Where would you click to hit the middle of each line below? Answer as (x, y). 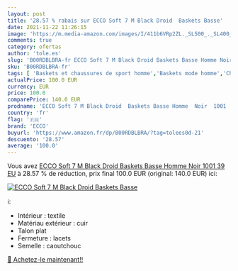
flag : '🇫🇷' (25, 119)
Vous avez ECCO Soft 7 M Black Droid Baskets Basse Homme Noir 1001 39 (116, 166)
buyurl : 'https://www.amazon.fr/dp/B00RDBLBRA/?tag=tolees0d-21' (106, 133)
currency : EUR (28, 87)
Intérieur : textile (41, 216)
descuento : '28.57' (36, 139)
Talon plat (32, 231)
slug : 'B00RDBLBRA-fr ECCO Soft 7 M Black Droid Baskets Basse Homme (112, 60)
